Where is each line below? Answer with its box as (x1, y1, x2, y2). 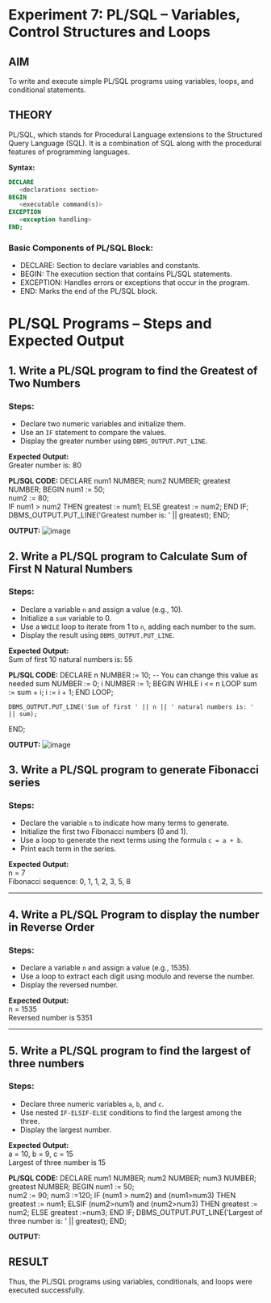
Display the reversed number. (19, 980, 119, 990)
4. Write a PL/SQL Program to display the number (8, 907, 260, 921)
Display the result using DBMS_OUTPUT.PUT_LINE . (19, 630, 175, 639)
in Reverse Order (8, 920, 95, 934)
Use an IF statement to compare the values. (19, 428, 167, 438)
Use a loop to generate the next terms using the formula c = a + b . (19, 836, 244, 845)
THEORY (8, 108, 53, 122)
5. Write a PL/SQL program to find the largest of (8, 1044, 252, 1058)
